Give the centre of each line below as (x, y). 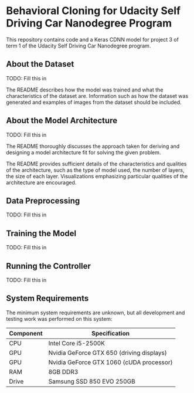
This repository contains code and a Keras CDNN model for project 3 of (92, 39)
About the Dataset (40, 64)
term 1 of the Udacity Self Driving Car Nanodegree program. (79, 46)
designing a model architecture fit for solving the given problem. (84, 152)
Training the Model (41, 233)
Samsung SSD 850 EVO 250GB (92, 381)
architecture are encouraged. (41, 182)
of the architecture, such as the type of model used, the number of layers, (95, 170)
